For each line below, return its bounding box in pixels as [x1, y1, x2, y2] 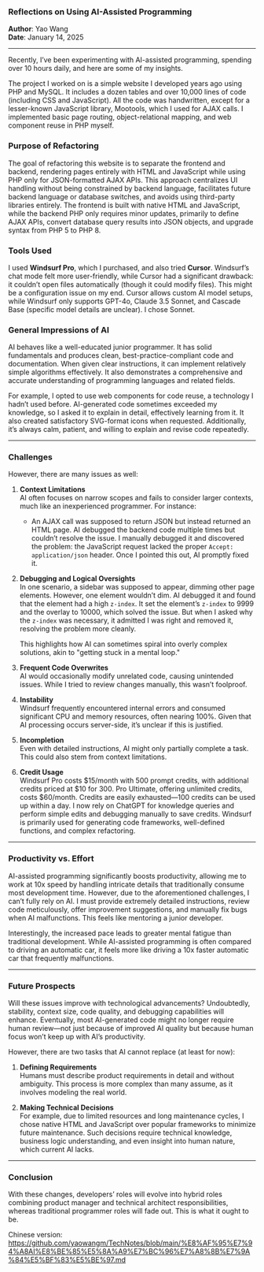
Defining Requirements [19, 1062, 97, 1072]
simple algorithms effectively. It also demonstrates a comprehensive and [8, 367, 243, 377]
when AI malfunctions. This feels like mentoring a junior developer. [8, 913, 224, 922]
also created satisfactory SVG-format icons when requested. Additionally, [8, 416, 247, 426]
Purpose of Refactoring [8, 140, 100, 151]
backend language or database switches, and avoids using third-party [8, 192, 236, 201]
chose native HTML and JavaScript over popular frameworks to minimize [19, 1120, 256, 1129]
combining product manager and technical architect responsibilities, [8, 1198, 229, 1207]
